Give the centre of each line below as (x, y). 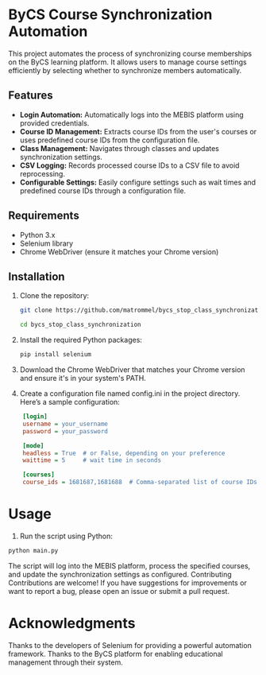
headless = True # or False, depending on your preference (124, 453)
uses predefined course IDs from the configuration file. (110, 140)
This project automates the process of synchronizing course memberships (130, 53)
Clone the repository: (54, 296)
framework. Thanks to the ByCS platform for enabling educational (116, 654)
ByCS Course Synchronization (110, 15)
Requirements (44, 216)
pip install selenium (55, 355)
